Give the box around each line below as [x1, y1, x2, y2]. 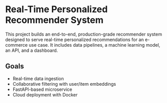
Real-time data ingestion [12, 75, 64, 82]
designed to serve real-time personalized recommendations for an [5, 37, 144, 43]
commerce [5, 42, 28, 48]
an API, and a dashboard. [5, 47, 58, 53]
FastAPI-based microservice [12, 86, 73, 92]
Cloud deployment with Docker [12, 91, 78, 97]
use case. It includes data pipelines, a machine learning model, [28, 42, 160, 48]
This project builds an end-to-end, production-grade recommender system [5, 31, 162, 37]
